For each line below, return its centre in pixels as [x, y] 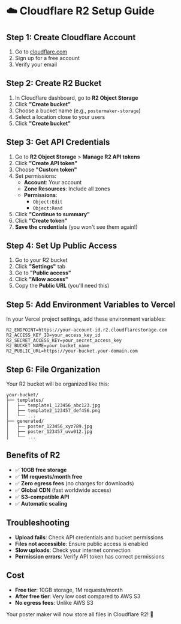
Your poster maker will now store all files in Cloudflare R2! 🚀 [80, 614]
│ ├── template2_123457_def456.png [53, 411]
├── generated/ [25, 421]
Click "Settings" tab [40, 267]
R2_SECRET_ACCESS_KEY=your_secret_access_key [64, 341]
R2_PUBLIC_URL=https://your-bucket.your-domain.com [72, 351]
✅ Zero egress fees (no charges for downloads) [74, 483]
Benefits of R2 [33, 456]
